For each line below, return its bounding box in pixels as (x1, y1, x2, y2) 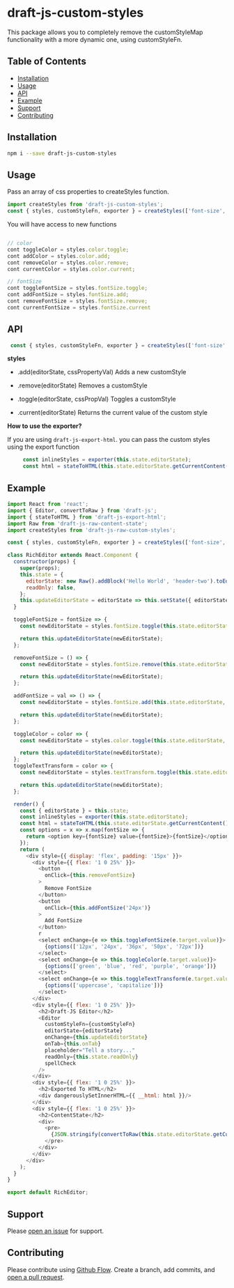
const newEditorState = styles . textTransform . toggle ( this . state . (19, 769, 214, 776)
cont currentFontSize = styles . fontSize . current (7, 304, 151, 311)
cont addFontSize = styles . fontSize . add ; (7, 291, 130, 298)
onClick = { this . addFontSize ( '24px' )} (44, 904, 151, 911)
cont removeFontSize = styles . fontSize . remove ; (7, 298, 148, 305)
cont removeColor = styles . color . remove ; (7, 259, 130, 266)
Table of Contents (7, 56, 87, 68)
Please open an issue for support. (7, 1227, 104, 1235)
